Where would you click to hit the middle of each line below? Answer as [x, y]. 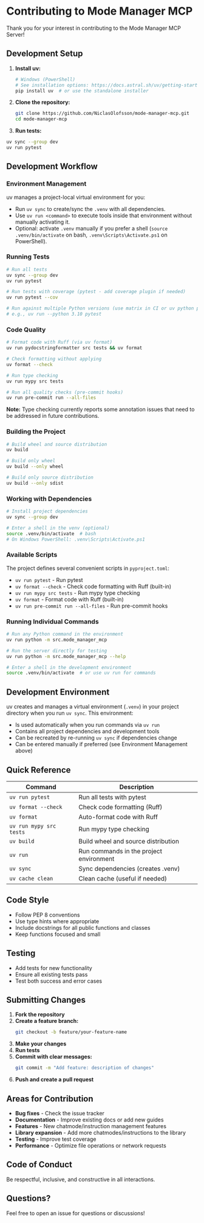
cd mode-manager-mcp [41, 119]
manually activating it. [42, 222]
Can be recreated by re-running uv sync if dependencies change [96, 738]
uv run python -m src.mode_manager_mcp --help [66, 656]
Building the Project [36, 432]
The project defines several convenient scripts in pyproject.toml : [88, 568]
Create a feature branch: [47, 1021]
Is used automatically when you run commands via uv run [87, 725]
